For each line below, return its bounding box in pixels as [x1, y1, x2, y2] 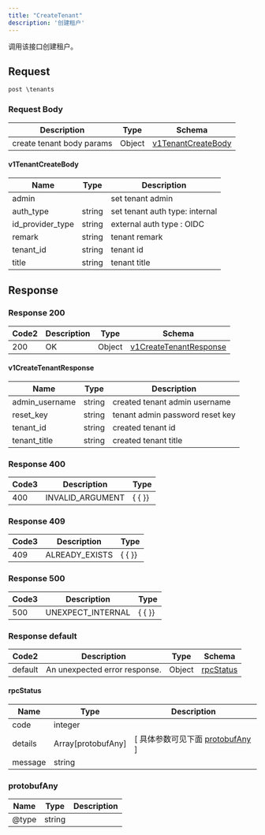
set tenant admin [110, 192, 174, 203]
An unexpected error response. [46, 664, 162, 675]
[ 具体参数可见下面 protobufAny [133, 734, 252, 745]
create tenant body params [12, 137, 113, 148]
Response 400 [8, 458, 65, 469]
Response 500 [8, 573, 65, 584]
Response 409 [8, 516, 65, 527]
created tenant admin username [112, 396, 231, 407]
